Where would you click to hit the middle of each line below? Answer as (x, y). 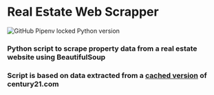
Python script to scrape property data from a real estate (102, 49)
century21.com (33, 84)
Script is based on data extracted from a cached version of (107, 75)
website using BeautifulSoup (56, 57)
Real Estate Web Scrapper (83, 12)
